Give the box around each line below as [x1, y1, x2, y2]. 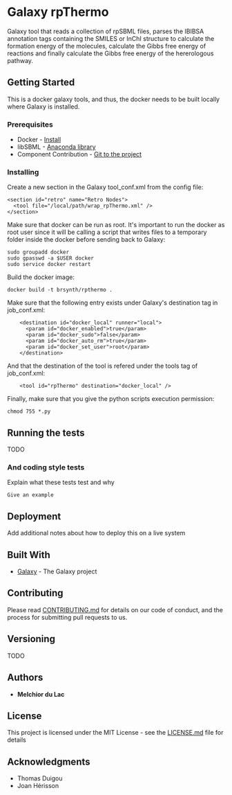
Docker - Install [17, 136, 61, 144]
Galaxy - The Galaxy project [17, 567, 97, 575]
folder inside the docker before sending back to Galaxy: [7, 235, 166, 244]
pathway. [7, 56, 33, 64]
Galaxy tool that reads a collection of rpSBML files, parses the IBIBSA [7, 27, 204, 35]
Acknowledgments [7, 756, 91, 767]
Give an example [7, 492, 54, 499]
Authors [7, 672, 43, 684]
